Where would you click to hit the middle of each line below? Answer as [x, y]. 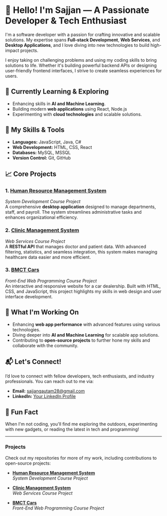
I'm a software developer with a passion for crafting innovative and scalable [83, 34]
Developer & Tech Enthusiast [66, 21]
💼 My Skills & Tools [35, 130]
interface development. [29, 296]
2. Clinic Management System [42, 230]
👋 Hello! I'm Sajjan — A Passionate [77, 10]
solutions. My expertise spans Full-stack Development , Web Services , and [83, 40]
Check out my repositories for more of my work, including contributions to [81, 458]
